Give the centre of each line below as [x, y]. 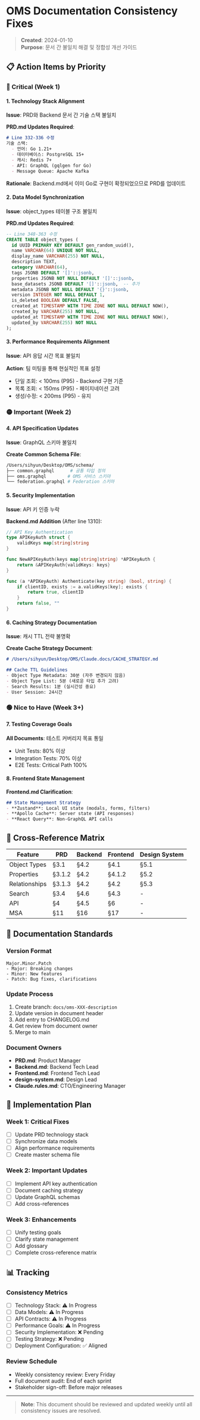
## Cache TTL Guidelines [37, 670]
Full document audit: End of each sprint [63, 1381]
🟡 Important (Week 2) [39, 412]
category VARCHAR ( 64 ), [40, 267]
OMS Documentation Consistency [92, 11]
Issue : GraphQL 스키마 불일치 [41, 442]
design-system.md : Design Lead [56, 1079]
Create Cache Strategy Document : [50, 648]
